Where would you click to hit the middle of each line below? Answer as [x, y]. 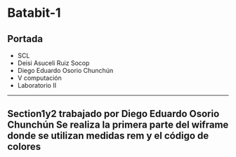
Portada [25, 39]
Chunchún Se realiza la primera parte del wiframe [118, 125]
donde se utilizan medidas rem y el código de [108, 136]
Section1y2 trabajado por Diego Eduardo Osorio [113, 114]
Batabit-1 [34, 13]
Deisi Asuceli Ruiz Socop [53, 63]
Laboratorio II [37, 85]
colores [24, 147]
